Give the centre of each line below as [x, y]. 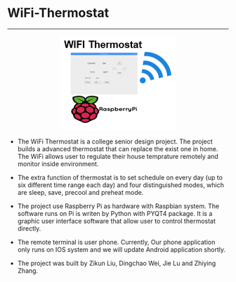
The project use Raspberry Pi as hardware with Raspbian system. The [118, 206]
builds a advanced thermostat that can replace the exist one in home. [118, 148]
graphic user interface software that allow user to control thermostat [117, 221]
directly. [29, 228]
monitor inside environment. [58, 164]
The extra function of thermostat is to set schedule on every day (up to [120, 177]
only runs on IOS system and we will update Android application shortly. [122, 249]
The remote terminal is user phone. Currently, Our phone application [116, 242]
